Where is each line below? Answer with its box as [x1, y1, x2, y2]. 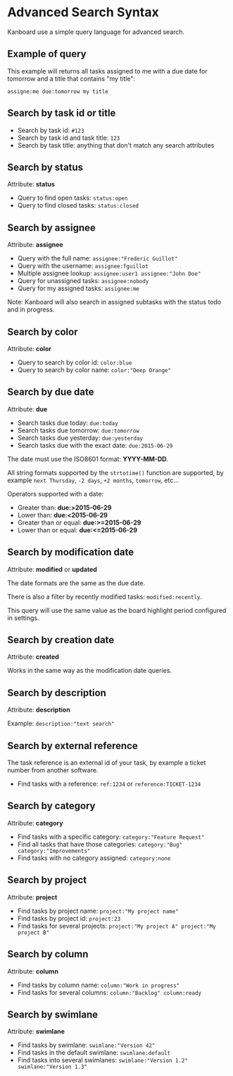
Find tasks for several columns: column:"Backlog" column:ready [17, 988, 202, 996]
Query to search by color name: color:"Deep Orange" [17, 366, 171, 374]
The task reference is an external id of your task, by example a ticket [7, 758, 206, 767]
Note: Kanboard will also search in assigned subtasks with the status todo [7, 298, 222, 306]
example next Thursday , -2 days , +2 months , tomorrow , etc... [7, 476, 180, 484]
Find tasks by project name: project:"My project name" [17, 907, 179, 915]
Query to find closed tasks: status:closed [17, 201, 139, 210]
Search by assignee [7, 222, 96, 234]
